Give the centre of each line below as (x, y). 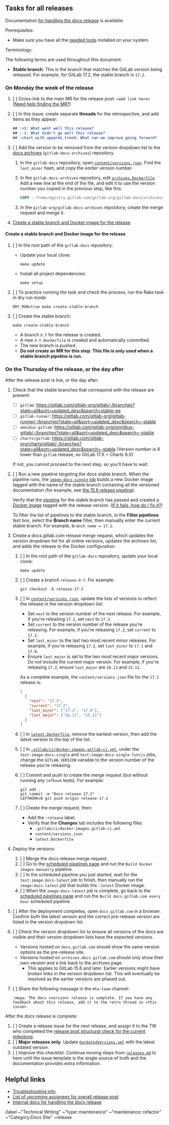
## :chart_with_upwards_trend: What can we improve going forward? (84, 138)
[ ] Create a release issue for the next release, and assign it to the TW (84, 1026)
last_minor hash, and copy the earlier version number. (76, 168)
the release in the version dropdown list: (62, 604)
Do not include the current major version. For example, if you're (93, 662)
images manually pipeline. (46, 869)
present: (21, 395)
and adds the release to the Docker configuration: (64, 546)
